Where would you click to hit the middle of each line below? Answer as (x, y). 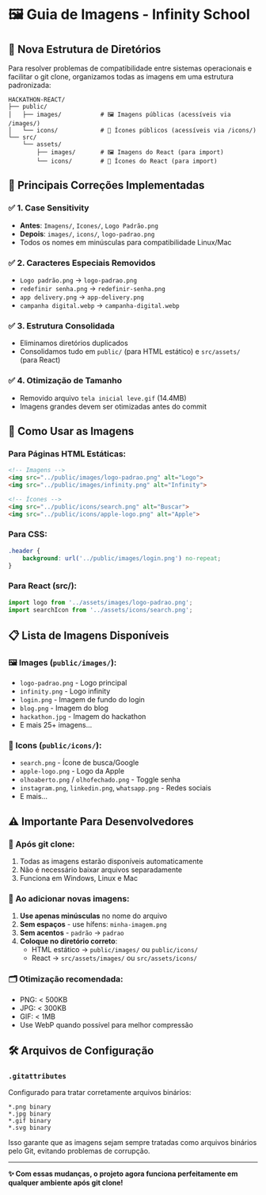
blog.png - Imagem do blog (64, 708)
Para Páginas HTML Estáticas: (67, 454)
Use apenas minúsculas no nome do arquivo (93, 916)
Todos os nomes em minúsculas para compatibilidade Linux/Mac (125, 242)
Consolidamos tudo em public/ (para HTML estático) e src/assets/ (130, 352)
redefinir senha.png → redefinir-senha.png (93, 288)
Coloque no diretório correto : (68, 941)
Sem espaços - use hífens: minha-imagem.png (93, 924)
